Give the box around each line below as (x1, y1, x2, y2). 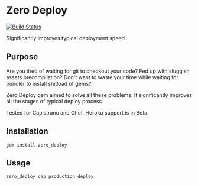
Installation (6, 126, 48, 137)
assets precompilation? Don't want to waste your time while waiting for (6, 73, 178, 80)
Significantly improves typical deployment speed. (6, 34, 126, 41)
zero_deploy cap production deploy (6, 174, 94, 180)
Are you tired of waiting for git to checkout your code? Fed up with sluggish (6, 67, 190, 74)
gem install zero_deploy (6, 142, 67, 148)
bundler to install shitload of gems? (6, 80, 92, 87)
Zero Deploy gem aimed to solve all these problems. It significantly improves (6, 91, 192, 98)
